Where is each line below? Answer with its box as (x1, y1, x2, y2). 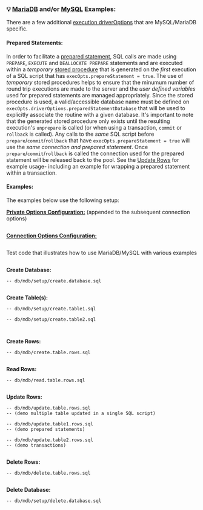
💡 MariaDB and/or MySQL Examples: (6, 5, 116, 13)
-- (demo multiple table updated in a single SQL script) (6, 410, 156, 416)
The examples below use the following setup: (6, 197, 119, 204)
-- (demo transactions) (6, 442, 67, 449)
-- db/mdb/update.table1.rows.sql (6, 421, 94, 427)
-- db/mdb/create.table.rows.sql (6, 349, 91, 355)
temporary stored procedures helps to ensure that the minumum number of (6, 79, 195, 86)
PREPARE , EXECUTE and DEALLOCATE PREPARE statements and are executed (6, 59, 183, 66)
